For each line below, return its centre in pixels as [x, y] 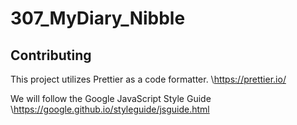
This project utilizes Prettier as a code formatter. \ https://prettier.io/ [148, 79]
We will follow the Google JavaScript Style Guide [111, 98]
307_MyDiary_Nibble [98, 18]
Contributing [51, 55]
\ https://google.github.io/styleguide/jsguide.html [110, 109]
